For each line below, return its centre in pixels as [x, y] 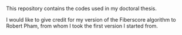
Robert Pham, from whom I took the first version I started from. [82, 26]
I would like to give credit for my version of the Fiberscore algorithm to [91, 20]
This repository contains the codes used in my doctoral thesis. [81, 8]
